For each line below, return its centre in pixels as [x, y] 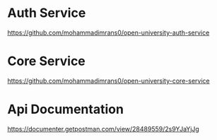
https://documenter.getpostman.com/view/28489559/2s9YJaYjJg [103, 129]
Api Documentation [65, 109]
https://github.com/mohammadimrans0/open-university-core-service [108, 81]
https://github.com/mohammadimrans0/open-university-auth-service [108, 33]
